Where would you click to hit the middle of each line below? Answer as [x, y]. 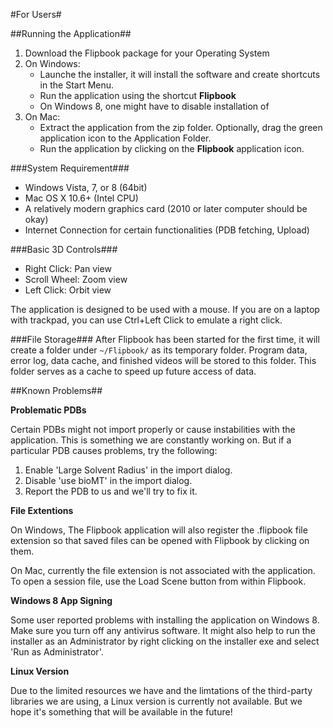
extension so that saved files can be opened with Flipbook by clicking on [160, 540]
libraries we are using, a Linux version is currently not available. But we [156, 701]
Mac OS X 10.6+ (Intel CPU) [81, 198]
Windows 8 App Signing [61, 600]
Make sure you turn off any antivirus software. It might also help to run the [163, 630]
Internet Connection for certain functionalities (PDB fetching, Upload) [167, 230]
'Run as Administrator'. [57, 652]
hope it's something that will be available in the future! [121, 712]
